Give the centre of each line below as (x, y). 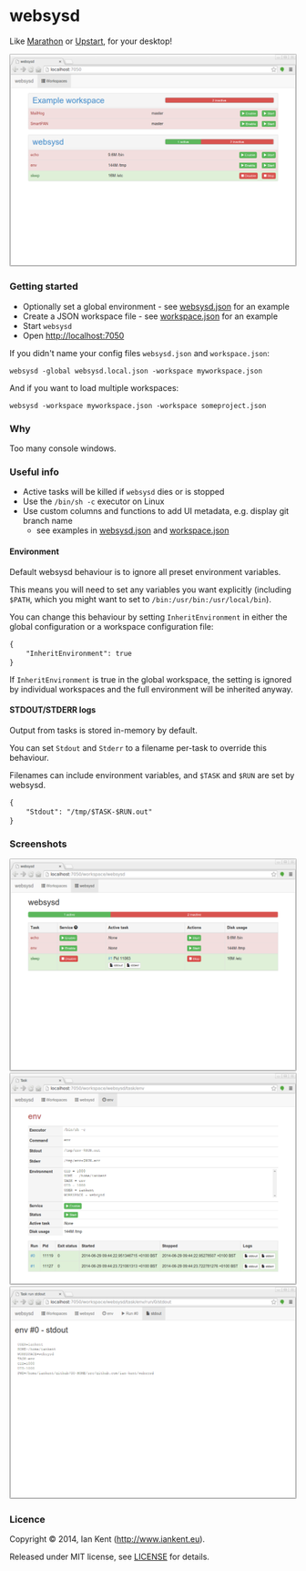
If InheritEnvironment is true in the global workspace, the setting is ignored (151, 679)
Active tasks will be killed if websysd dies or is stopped (123, 492)
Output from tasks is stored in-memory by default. (103, 730)
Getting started (44, 286)
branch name (47, 521)
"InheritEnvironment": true (79, 653)
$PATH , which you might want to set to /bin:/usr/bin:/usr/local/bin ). (140, 599)
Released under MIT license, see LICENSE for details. (109, 1557)
